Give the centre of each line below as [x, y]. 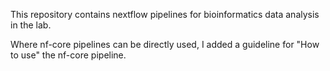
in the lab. [31, 25]
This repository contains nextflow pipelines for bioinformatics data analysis [165, 14]
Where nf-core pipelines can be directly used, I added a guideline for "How [165, 44]
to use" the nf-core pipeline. [68, 55]
